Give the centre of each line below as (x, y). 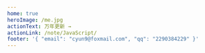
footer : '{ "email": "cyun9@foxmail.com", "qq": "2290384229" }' (103, 39)
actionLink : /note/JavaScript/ (52, 33)
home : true (23, 13)
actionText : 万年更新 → (39, 26)
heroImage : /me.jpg (35, 20)
